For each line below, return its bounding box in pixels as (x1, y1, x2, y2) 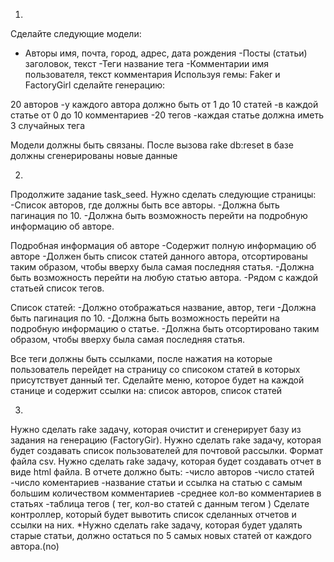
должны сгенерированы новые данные (10, 150, 178, 161)
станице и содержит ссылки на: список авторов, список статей (10, 385, 283, 396)
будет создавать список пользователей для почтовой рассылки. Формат (10, 445, 324, 456)
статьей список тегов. (10, 282, 105, 294)
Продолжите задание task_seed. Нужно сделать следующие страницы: (10, 189, 317, 200)
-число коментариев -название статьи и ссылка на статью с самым (10, 477, 303, 488)
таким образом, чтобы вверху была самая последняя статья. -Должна (10, 261, 315, 273)
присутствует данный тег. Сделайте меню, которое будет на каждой (10, 374, 305, 386)
